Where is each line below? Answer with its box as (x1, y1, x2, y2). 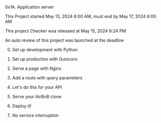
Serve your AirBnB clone (12, 94, 62, 99)
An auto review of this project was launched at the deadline (5, 37, 124, 43)
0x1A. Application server (5, 4, 54, 10)
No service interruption (12, 112, 59, 118)
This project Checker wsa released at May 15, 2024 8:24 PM (5, 28, 126, 33)
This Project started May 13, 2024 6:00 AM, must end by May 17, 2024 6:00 (5, 14, 157, 19)
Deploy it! (12, 103, 32, 108)
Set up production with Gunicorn (12, 56, 78, 62)
